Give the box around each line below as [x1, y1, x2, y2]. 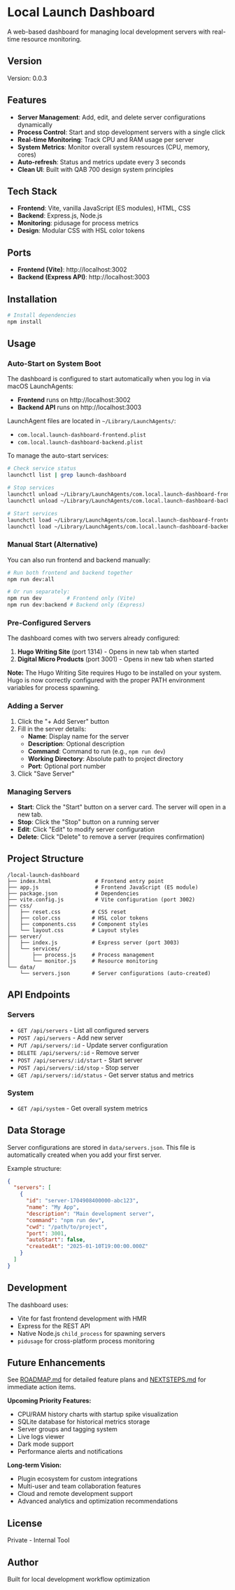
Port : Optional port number [27, 762, 106, 770]
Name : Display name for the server [27, 731, 129, 741]
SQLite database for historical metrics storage [17, 1417, 150, 1426]
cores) [17, 150, 36, 159]
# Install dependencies [7, 312, 77, 319]
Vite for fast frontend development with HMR [17, 1314, 147, 1323]
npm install [7, 318, 42, 325]
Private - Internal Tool [7, 1536, 70, 1544]
